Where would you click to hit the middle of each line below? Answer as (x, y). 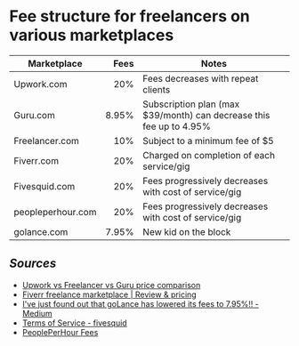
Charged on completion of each (209, 155)
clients (156, 89)
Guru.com (34, 115)
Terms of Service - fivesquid (74, 323)
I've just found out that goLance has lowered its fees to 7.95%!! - (141, 303)
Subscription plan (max (191, 104)
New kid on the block (186, 231)
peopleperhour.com (55, 212)
